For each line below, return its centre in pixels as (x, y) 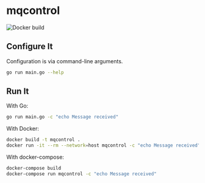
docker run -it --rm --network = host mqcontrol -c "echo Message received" (103, 146)
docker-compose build (34, 168)
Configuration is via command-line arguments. (65, 61)
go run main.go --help (35, 72)
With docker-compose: (35, 157)
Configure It (30, 47)
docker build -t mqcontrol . (43, 140)
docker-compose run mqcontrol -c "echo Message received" (81, 174)
